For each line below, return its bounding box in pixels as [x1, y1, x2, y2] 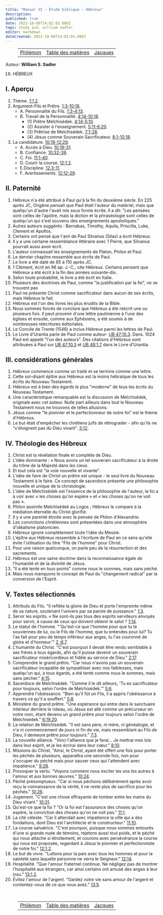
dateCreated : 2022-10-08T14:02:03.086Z [5, 34, 86, 39]
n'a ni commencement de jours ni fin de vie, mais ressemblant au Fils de [12, 727, 157, 732]
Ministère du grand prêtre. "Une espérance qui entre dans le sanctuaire [12, 701, 156, 707]
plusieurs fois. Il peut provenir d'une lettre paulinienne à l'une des [12, 310, 144, 316]
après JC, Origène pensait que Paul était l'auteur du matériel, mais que [12, 202, 154, 208]
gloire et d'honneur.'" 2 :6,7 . [12, 639, 68, 645]
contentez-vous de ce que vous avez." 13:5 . [12, 881, 100, 887]
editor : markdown [5, 30, 41, 34]
